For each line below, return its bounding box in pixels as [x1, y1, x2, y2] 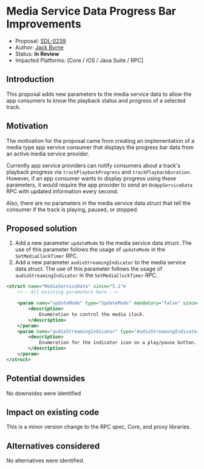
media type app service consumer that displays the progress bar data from [6, 143, 194, 151]
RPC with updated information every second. [6, 187, 118, 195]
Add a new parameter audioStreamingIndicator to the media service [15, 259, 186, 266]
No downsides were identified [6, 389, 81, 397]
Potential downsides [6, 374, 86, 384]
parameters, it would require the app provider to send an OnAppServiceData [6, 181, 193, 188]
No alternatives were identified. [6, 457, 85, 464]
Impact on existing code [6, 407, 100, 417]
